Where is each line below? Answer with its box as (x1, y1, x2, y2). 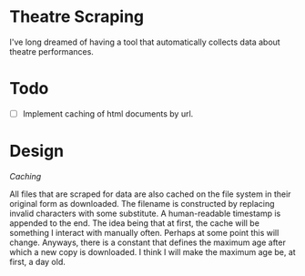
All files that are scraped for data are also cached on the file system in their (9, 189, 291, 199)
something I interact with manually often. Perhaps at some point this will (9, 227, 280, 238)
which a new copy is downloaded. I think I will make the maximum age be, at (9, 246, 296, 257)
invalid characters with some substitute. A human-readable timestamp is (9, 208, 281, 219)
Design (9, 141, 65, 161)
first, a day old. (9, 256, 66, 267)
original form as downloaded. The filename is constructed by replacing (9, 198, 275, 209)
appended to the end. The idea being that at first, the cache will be (9, 217, 259, 229)
